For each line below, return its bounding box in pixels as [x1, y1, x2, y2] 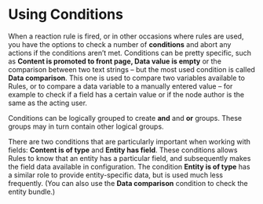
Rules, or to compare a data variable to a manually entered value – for [8, 81, 233, 91]
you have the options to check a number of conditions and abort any [8, 39, 232, 49]
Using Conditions [8, 5, 124, 24]
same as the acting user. [8, 98, 88, 107]
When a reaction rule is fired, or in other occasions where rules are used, [8, 31, 244, 41]
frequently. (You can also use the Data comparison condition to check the [8, 178, 249, 188]
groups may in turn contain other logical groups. [8, 122, 164, 131]
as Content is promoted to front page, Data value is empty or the [8, 56, 222, 66]
